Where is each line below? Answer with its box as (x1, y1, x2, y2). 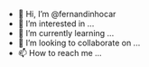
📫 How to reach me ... (17, 48, 102, 58)
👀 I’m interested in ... (17, 18, 95, 29)
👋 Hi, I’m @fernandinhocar (17, 9, 116, 19)
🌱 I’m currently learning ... (17, 28, 115, 38)
